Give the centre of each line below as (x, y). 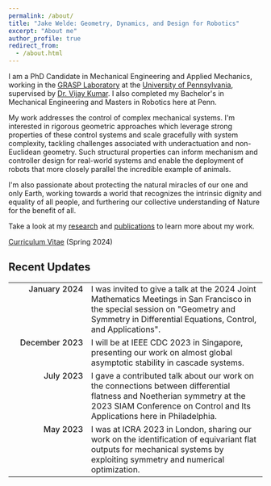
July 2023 (63, 375)
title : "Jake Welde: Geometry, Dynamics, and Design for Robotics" (124, 23)
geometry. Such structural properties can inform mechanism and (150, 152)
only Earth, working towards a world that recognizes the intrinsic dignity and (135, 193)
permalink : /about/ (41, 16)
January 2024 (55, 289)
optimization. (116, 469)
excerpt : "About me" (43, 31)
